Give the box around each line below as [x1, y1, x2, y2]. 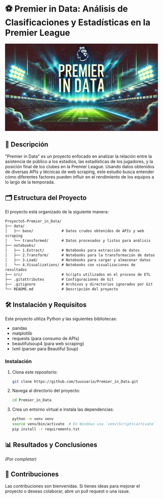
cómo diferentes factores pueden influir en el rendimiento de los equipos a [5, 174, 154, 179]
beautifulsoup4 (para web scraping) [12, 341, 84, 347]
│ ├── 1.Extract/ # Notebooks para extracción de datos [5, 248, 140, 253]
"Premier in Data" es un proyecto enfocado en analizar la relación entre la [5, 153, 152, 159]
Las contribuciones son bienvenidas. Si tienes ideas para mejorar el [5, 483, 140, 489]
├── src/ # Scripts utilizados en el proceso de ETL [5, 272, 151, 277]
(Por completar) [5, 456, 37, 462]
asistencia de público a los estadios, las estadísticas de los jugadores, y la [5, 158, 153, 164]
